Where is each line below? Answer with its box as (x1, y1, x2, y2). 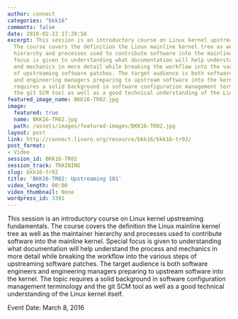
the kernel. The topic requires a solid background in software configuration (7, 274, 226, 284)
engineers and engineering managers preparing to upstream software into (7, 267, 224, 276)
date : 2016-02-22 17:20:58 (7, 30, 87, 38)
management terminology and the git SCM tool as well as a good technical (7, 282, 225, 291)
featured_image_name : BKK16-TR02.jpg (7, 96, 119, 103)
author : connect (7, 10, 55, 18)
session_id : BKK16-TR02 (7, 155, 78, 163)
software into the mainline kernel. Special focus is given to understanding (7, 237, 222, 245)
